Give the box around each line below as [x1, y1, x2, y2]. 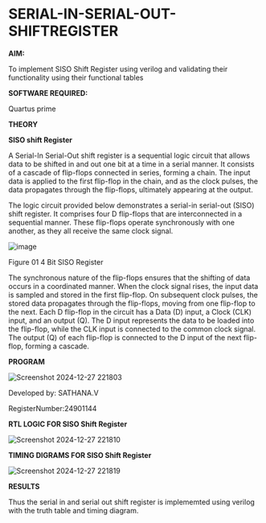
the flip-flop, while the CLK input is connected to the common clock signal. [8, 323, 256, 334]
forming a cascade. [25, 341, 90, 351]
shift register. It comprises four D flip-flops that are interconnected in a [8, 208, 243, 218]
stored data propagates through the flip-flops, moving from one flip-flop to [8, 299, 256, 308]
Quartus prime [8, 104, 56, 113]
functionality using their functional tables [8, 72, 144, 82]
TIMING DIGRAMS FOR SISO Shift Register [8, 450, 152, 459]
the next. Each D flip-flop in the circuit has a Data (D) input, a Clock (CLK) [8, 307, 252, 316]
